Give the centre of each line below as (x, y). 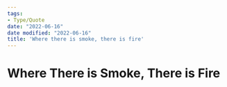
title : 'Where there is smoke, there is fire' (76, 39)
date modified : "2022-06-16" (49, 33)
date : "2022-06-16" (35, 26)
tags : (15, 13)
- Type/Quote (26, 20)
